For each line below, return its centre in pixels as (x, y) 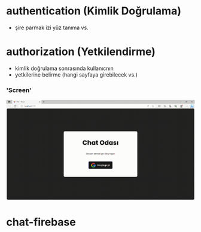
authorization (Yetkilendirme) (81, 52)
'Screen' (19, 90)
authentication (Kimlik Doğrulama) (94, 11)
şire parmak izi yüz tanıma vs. (51, 28)
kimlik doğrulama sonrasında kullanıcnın (64, 68)
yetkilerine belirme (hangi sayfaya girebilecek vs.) (76, 74)
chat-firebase (41, 222)
